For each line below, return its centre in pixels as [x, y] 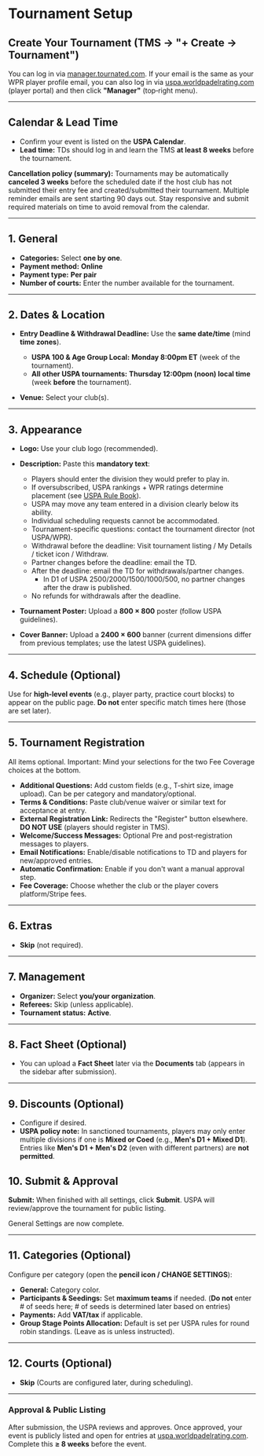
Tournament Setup [71, 14]
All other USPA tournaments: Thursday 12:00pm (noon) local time [141, 374]
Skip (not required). [51, 944]
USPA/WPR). [52, 537]
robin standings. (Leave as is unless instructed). [97, 1331]
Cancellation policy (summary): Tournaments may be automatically [119, 173]
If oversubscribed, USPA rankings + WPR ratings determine [127, 487]
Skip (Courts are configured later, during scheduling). [106, 1382]
